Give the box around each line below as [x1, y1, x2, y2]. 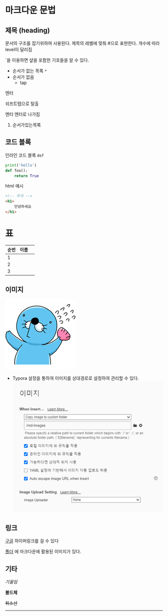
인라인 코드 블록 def [5, 152, 44, 158]
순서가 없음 [12, 74, 34, 80]
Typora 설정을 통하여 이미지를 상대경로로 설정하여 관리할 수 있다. [12, 375, 139, 381]
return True [14, 173, 39, 178]
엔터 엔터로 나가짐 [5, 111, 40, 117]
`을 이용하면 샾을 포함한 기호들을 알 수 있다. [5, 57, 89, 63]
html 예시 [5, 183, 24, 189]
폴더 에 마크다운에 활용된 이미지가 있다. [5, 548, 81, 554]
